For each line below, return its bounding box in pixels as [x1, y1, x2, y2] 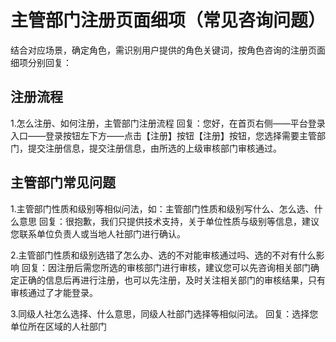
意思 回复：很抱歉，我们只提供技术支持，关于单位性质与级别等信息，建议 [18, 215, 320, 227]
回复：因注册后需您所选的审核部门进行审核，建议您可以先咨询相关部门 [21, 261, 311, 273]
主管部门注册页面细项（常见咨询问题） [10, 9, 327, 32]
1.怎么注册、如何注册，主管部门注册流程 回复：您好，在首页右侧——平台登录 [10, 117, 326, 129]
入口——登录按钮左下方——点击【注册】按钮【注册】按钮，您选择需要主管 [10, 129, 317, 141]
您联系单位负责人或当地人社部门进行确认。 [10, 227, 186, 240]
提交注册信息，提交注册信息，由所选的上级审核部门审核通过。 [27, 142, 282, 154]
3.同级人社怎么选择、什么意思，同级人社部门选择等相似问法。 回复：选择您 [10, 307, 319, 320]
